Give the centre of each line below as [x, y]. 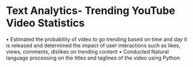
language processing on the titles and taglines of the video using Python [93, 58]
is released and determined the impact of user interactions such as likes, [93, 45]
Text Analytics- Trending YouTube [91, 11]
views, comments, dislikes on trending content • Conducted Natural [87, 51]
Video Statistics [45, 23]
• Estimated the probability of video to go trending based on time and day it [97, 39]
